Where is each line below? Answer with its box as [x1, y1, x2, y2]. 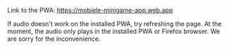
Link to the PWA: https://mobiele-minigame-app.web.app [7, 6, 173, 14]
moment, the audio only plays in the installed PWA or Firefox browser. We [7, 27, 221, 35]
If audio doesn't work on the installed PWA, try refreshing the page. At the [7, 20, 222, 27]
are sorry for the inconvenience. [7, 35, 101, 43]
